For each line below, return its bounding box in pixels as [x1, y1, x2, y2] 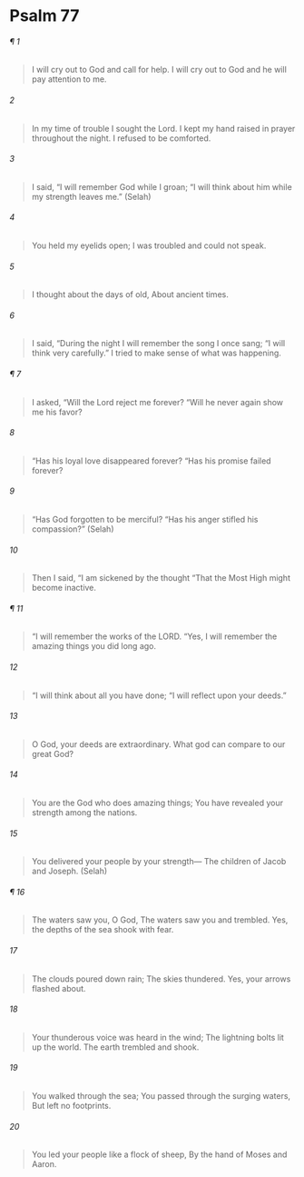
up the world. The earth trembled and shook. [31, 1042, 200, 1052]
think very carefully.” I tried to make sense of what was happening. [31, 347, 281, 359]
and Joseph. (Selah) [31, 865, 108, 877]
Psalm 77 [9, 5, 80, 26]
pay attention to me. [31, 74, 107, 85]
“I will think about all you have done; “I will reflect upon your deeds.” [31, 690, 288, 701]
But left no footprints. [31, 1101, 112, 1112]
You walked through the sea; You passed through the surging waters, [31, 1091, 291, 1102]
